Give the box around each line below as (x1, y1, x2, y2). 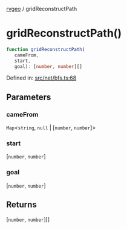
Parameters (6, 92, 51, 102)
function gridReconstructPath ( (6, 46, 85, 52)
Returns (6, 200, 37, 210)
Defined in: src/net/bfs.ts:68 (6, 74, 77, 81)
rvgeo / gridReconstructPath (6, 5, 77, 12)
